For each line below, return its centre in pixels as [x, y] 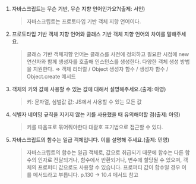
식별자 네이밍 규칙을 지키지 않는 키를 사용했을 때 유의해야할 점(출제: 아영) [96, 114]
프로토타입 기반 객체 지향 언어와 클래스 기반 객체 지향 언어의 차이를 [88, 34]
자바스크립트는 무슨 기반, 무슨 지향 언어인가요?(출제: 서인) [78, 9]
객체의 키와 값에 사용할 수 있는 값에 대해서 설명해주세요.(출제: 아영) [89, 89]
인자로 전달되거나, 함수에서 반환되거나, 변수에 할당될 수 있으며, [110, 160]
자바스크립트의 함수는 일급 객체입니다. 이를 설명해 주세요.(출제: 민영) [91, 140]
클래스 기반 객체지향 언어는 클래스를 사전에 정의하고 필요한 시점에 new [108, 54]
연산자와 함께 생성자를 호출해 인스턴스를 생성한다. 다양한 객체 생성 [103, 62]
